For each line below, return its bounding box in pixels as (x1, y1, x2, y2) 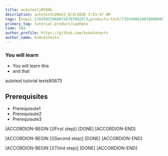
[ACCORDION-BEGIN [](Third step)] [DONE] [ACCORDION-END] (5, 145, 137, 151)
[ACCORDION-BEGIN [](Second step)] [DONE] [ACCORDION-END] (5, 135, 142, 141)
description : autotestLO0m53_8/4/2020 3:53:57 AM (5, 12, 111, 17)
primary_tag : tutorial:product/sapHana (5, 21, 88, 26)
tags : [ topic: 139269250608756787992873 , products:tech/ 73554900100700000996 (5, 16, 166, 21)
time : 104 (5, 26, 26, 31)
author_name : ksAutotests (5, 35, 59, 40)
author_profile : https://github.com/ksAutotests (5, 30, 108, 35)
